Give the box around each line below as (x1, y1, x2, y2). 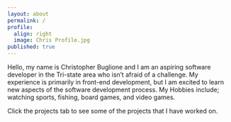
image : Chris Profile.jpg (13, 37, 91, 44)
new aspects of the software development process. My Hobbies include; (7, 86, 220, 94)
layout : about (7, 10, 50, 18)
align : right (13, 30, 52, 38)
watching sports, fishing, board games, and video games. (7, 93, 176, 101)
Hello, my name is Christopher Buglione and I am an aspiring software (7, 63, 211, 71)
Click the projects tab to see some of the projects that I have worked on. (7, 107, 218, 115)
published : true (7, 43, 55, 50)
